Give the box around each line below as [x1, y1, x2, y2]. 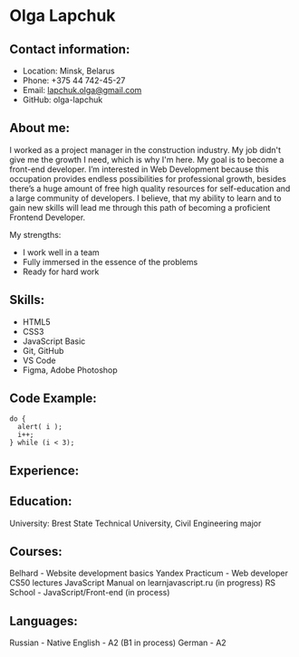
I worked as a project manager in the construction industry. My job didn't [9, 144, 282, 155]
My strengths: [9, 229, 62, 240]
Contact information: [9, 42, 130, 57]
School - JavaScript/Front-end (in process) [9, 587, 170, 598]
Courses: [9, 544, 63, 559]
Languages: [9, 613, 79, 629]
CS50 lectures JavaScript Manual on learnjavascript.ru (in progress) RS [9, 577, 276, 588]
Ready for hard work [22, 266, 100, 277]
